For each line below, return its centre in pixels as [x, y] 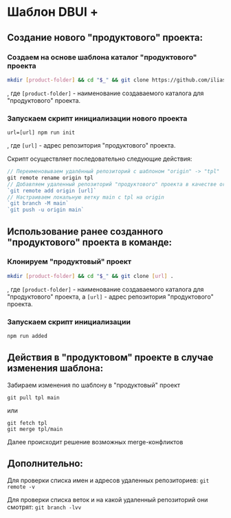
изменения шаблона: [55, 369]
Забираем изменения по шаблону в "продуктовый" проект [94, 385]
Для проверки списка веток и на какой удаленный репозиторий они [108, 499]
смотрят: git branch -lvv [44, 507]
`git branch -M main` [38, 203]
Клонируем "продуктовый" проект [69, 261]
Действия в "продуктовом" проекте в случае [110, 358]
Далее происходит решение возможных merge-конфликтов [95, 441]
